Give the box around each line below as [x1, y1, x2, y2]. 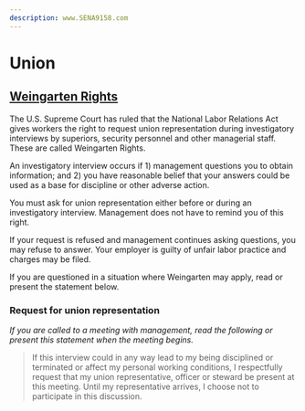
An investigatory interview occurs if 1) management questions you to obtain [9, 160, 294, 171]
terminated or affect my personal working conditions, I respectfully [31, 362, 283, 373]
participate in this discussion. [31, 390, 143, 402]
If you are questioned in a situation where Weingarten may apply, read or [9, 271, 283, 282]
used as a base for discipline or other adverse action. [9, 179, 210, 190]
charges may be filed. [9, 253, 91, 265]
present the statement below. [9, 280, 120, 292]
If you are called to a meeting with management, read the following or [9, 324, 273, 335]
